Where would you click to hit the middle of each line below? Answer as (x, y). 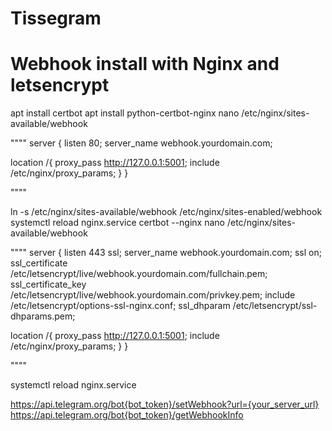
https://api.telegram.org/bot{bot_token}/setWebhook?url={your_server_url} (165, 404)
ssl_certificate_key (48, 284)
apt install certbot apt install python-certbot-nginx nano (125, 113)
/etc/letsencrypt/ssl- (275, 306)
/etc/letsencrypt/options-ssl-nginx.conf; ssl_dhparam (120, 306)
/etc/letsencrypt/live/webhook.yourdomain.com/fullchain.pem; (139, 274)
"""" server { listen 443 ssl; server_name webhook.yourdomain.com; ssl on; (166, 253)
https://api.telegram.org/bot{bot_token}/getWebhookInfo (127, 415)
